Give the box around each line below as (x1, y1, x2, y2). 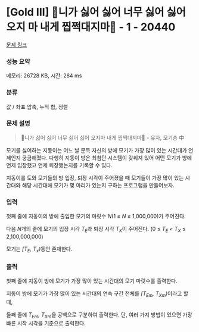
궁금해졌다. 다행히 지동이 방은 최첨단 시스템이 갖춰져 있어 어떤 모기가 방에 (21, 154, 192, 161)
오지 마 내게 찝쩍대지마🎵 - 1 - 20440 (6, 20, 176, 34)
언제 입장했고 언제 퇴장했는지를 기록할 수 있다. (6, 161, 113, 168)
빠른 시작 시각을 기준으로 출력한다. (6, 320, 86, 327)
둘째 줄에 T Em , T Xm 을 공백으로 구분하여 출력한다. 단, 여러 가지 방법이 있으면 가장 (6, 311, 192, 320)
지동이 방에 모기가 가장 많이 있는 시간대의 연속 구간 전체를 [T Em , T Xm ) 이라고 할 (6, 290, 189, 298)
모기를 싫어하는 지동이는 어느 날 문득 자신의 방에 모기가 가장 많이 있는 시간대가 (6, 146, 188, 154)
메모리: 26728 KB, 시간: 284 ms (6, 72, 82, 79)
